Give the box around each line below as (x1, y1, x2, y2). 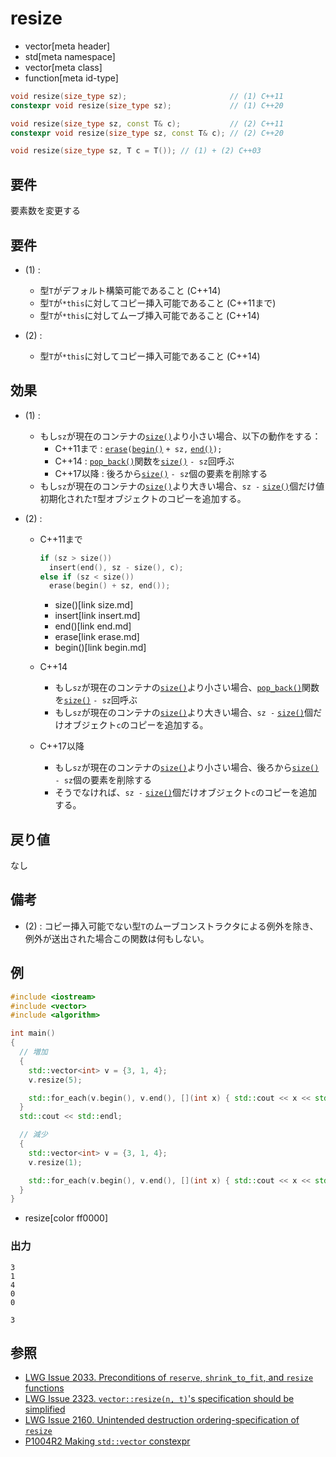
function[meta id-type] (24, 72, 119, 84)
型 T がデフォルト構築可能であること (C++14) (39, 284, 222, 296)
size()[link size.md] (54, 599, 134, 611)
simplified (24, 1403, 66, 1416)
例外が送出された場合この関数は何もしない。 (24, 932, 210, 944)
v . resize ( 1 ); (28, 1157, 83, 1167)
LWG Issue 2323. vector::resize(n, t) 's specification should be (24, 1393, 295, 1405)
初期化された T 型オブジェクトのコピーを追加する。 (39, 492, 247, 504)
